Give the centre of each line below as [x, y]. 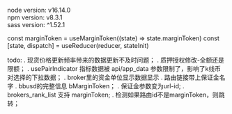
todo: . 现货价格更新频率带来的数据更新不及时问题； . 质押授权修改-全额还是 [116, 60]
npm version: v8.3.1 [35, 17]
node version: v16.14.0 [39, 10]
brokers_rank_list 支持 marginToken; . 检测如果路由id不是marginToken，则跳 [116, 95]
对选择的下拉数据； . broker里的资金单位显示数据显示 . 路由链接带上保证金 [113, 77]
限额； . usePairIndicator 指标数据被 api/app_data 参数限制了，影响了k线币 [114, 68]
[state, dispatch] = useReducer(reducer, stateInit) [78, 46]
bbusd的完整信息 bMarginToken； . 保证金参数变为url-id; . [101, 86]
